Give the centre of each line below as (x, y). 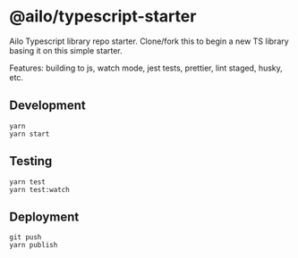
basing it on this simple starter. (66, 50)
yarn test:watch (39, 189)
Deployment (44, 216)
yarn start (30, 134)
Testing (31, 161)
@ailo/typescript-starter (103, 17)
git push (26, 237)
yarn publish (34, 246)
